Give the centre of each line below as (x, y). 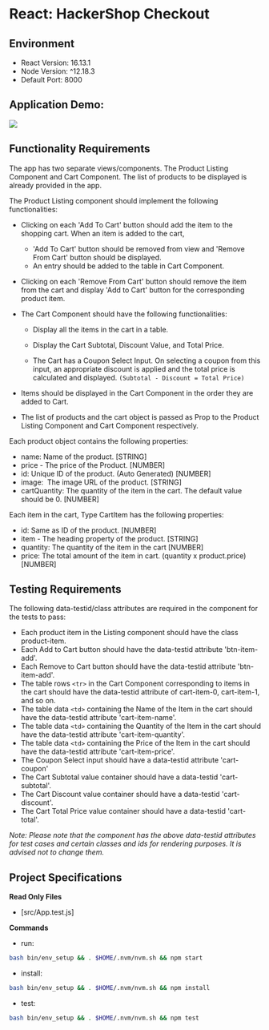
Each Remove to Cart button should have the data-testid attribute (128, 666)
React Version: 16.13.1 (56, 62)
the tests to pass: (38, 617)
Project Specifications (66, 877)
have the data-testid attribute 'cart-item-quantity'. (103, 734)
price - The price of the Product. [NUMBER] (93, 465)
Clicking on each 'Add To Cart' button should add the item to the (126, 224)
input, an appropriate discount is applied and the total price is (134, 368)
